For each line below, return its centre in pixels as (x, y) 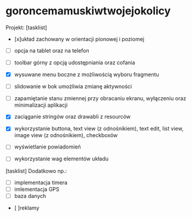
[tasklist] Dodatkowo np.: (36, 170)
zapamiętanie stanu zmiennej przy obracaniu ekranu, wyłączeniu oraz (100, 98)
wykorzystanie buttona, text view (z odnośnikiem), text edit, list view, (99, 129)
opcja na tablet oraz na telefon (52, 50)
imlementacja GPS (37, 189)
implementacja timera (41, 182)
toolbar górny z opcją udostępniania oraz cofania (75, 63)
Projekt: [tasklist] (26, 27)
